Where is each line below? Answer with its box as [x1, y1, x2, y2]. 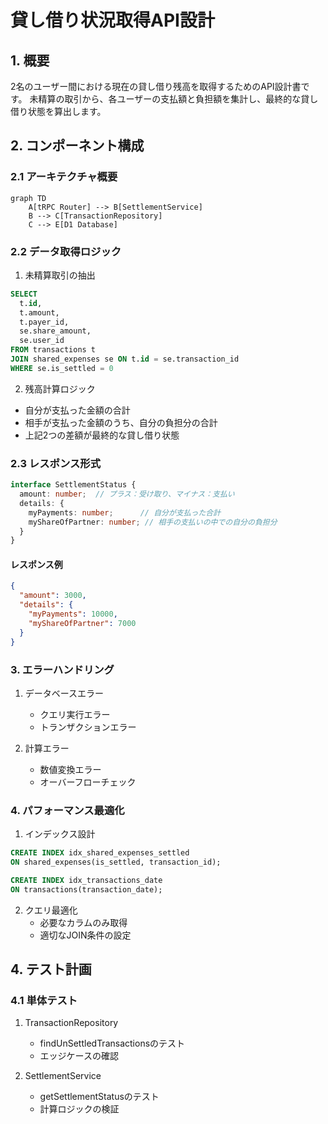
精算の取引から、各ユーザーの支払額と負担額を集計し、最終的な [38, 93, 302, 105]
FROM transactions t [10, 345, 97, 355]
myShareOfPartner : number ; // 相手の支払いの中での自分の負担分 [28, 517, 278, 527]
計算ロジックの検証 [39, 1103, 120, 1115]
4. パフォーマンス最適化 [10, 803, 125, 817]
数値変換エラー [39, 763, 102, 775]
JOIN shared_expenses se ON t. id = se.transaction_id [10, 354, 240, 365]
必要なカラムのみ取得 [39, 916, 128, 928]
